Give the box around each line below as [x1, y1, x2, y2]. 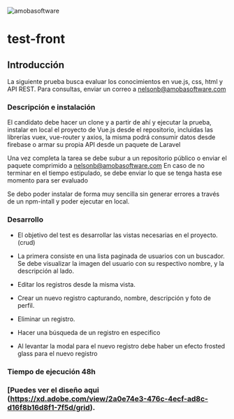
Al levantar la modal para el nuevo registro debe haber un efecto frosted [17, 341, 226, 350]
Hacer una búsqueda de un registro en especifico [17, 328, 161, 336]
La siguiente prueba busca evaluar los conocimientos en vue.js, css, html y [7, 78, 224, 85]
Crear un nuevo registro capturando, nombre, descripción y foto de [17, 294, 212, 302]
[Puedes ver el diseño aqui [7, 385, 99, 395]
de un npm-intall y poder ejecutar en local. [7, 197, 130, 206]
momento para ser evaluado [7, 176, 89, 185]
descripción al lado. [17, 267, 75, 275]
